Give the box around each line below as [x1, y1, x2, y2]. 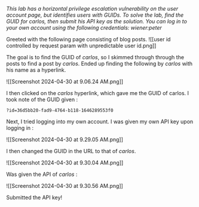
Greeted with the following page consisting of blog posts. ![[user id [6, 36, 171, 42]
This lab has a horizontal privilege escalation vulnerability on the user [6, 5, 179, 12]
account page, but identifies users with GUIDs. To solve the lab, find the [6, 11, 184, 19]
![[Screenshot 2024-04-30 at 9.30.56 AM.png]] [6, 182, 124, 189]
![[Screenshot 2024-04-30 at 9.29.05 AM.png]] [6, 136, 124, 143]
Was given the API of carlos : [6, 171, 78, 178]
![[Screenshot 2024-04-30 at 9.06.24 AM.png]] [6, 78, 124, 85]
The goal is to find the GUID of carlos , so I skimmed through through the [6, 54, 184, 60]
